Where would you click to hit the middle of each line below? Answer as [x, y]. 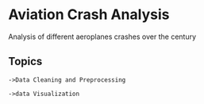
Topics [25, 62]
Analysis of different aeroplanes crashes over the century [102, 37]
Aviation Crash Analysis [89, 15]
